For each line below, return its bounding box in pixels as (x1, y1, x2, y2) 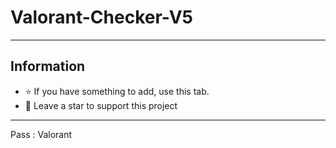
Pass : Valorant (10, 128, 73, 140)
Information (10, 58, 86, 75)
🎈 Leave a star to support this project (24, 99, 178, 111)
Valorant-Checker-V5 (10, 6, 193, 29)
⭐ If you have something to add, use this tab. (24, 85, 210, 97)
